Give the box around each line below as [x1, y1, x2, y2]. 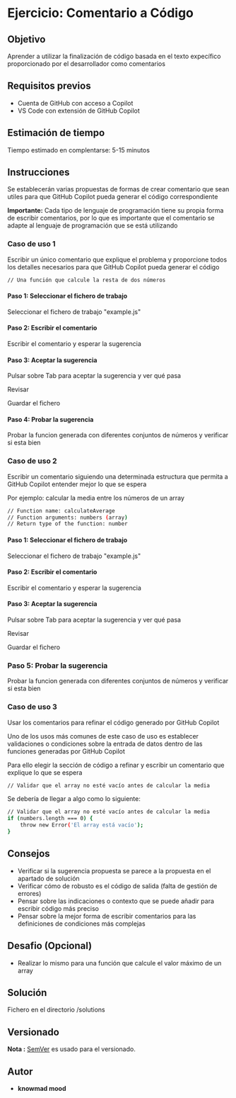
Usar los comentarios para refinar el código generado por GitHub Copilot [7, 718, 220, 727]
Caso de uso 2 [7, 456, 58, 466]
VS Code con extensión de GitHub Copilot [17, 106, 140, 115]
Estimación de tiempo [7, 127, 105, 139]
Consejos [7, 848, 51, 860]
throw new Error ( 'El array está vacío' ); [20, 822, 143, 829]
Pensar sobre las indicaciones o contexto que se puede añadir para [17, 897, 214, 905]
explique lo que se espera [7, 768, 83, 777]
